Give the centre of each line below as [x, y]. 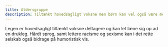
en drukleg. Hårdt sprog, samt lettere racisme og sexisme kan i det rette [79, 34]
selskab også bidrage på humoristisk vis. [47, 39]
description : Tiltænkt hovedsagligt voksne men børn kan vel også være [81, 14]
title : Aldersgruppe [27, 10]
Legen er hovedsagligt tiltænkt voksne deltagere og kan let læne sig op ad [82, 28]
